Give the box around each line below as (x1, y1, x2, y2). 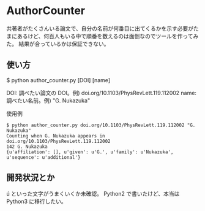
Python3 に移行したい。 (6, 198, 67, 205)
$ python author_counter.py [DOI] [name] (6, 76, 111, 83)
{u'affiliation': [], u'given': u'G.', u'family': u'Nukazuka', (6, 148, 174, 155)
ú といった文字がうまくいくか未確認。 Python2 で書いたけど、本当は (6, 190, 180, 197)
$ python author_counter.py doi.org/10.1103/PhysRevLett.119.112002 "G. (6, 122, 196, 128)
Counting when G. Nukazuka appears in (6, 132, 105, 139)
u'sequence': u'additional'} (6, 154, 81, 160)
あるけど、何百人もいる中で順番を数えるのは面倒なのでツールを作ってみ (17, 32, 199, 40)
